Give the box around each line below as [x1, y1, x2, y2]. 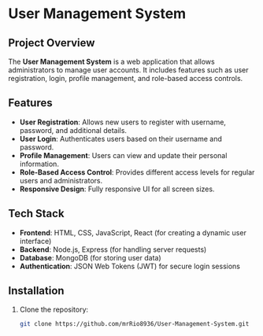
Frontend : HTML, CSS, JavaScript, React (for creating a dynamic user [19, 227, 246, 237]
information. [19, 159, 59, 168]
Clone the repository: [19, 305, 89, 315]
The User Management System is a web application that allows [8, 57, 215, 66]
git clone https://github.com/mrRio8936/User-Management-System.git [19, 320, 250, 328]
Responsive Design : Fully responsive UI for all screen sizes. [19, 184, 215, 194]
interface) [19, 236, 52, 246]
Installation [8, 284, 65, 297]
